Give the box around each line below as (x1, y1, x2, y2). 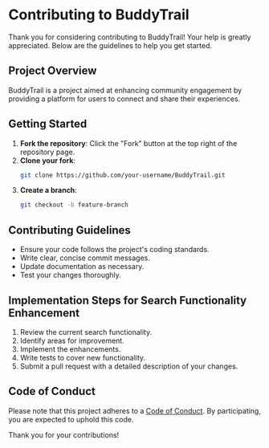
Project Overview (8, 64, 97, 78)
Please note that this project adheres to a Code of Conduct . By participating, (8, 405, 261, 415)
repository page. (19, 147, 75, 157)
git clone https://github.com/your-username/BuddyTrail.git (19, 171, 226, 179)
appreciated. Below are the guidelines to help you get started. (8, 40, 213, 50)
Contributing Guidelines (8, 223, 131, 237)
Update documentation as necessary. (19, 262, 145, 271)
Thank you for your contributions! (8, 430, 120, 439)
